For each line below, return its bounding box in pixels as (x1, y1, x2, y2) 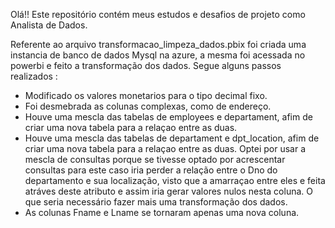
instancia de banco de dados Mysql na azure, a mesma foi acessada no (10, 49, 306, 61)
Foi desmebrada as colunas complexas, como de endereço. (24, 100, 272, 112)
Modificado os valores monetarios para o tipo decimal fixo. (24, 90, 268, 101)
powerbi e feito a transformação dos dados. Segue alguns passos (10, 60, 282, 71)
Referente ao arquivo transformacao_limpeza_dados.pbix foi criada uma (10, 39, 307, 50)
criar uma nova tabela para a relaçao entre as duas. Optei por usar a (24, 143, 307, 154)
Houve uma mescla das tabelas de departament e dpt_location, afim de (24, 132, 320, 144)
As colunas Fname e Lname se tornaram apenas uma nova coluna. (24, 207, 300, 218)
